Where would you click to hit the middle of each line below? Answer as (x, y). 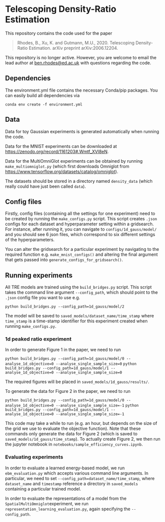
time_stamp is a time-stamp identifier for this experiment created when (76, 321)
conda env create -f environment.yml (44, 104)
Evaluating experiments (34, 457)
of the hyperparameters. (30, 240)
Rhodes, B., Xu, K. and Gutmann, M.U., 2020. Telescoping (76, 42)
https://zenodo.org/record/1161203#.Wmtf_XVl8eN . (57, 151)
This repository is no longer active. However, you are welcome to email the (81, 57)
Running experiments (39, 275)
